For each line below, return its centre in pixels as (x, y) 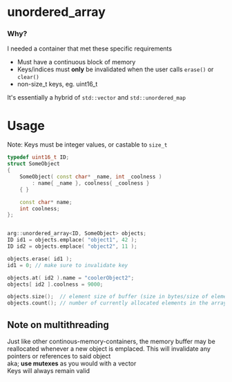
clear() (28, 78)
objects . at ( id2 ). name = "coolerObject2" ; (71, 278)
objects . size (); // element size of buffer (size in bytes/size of (108, 297)
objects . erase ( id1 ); (40, 259)
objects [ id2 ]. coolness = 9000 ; (55, 284)
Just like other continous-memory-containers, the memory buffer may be (111, 341)
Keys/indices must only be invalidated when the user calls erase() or (115, 69)
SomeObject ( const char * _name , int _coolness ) (91, 177)
